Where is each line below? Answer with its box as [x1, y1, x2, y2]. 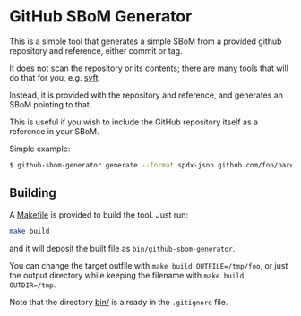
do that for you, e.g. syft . [9, 72, 101, 82]
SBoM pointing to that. [9, 98, 92, 109]
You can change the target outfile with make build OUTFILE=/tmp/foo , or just [9, 260, 288, 270]
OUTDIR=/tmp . [9, 279, 56, 290]
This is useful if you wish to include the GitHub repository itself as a [9, 116, 258, 127]
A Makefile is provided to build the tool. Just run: [9, 209, 189, 220]
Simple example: [9, 143, 71, 154]
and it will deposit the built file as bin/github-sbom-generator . [9, 243, 236, 253]
